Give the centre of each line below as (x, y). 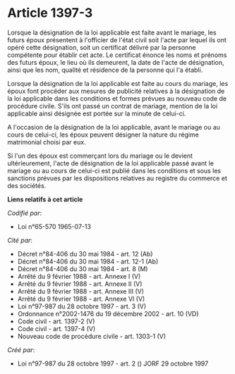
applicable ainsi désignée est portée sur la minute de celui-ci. (97, 113)
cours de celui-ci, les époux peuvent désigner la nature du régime (103, 135)
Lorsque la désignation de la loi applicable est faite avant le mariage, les (112, 32)
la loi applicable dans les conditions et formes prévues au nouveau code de (117, 98)
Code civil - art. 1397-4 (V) (56, 328)
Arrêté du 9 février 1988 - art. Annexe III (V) (81, 291)
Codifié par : (25, 213)
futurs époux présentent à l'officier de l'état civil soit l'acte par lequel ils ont (117, 39)
